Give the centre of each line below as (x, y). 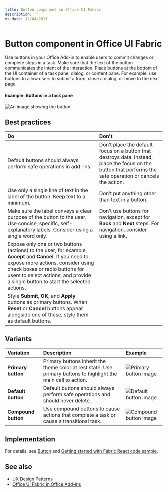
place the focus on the (126, 164)
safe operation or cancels (129, 176)
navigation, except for (125, 217)
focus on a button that (125, 151)
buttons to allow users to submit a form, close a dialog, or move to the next (82, 79)
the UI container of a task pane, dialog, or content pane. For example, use (81, 73)
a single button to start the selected (49, 282)
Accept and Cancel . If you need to (48, 257)
